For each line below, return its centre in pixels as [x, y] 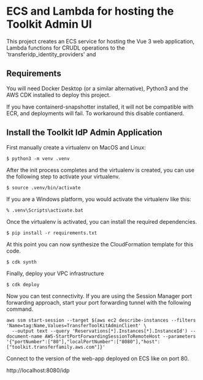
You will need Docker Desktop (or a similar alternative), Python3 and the [97, 88]
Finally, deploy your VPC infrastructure [55, 273]
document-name [25, 336]
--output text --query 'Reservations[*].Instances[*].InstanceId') [100, 331]
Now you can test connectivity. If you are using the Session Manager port [99, 296]
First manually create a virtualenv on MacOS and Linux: [76, 147]
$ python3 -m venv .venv [38, 158]
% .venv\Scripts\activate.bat [45, 210]
